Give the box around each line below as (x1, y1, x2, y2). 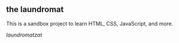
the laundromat (6, 5, 64, 15)
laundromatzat (6, 31, 43, 38)
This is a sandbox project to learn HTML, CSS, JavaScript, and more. (6, 20, 173, 27)
